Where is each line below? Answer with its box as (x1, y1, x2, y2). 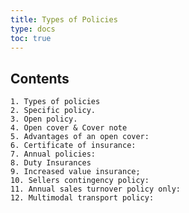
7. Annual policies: (10, 149, 97, 160)
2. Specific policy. (10, 106, 97, 116)
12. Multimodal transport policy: (10, 193, 155, 203)
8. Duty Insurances (10, 158, 92, 168)
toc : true (10, 33, 52, 43)
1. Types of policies (10, 97, 101, 107)
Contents (10, 70, 70, 87)
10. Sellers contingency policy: (10, 176, 150, 186)
